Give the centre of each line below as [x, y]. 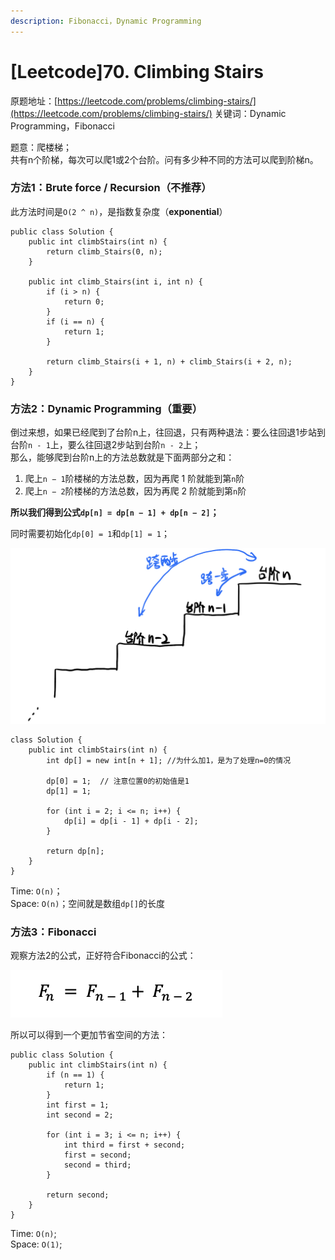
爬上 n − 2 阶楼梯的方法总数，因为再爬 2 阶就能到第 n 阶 [135, 491]
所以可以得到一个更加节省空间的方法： [89, 1034]
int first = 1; [78, 1105]
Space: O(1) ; [36, 1244]
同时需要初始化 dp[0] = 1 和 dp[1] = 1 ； [90, 534]
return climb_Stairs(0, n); [104, 251]
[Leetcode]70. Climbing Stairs [137, 71]
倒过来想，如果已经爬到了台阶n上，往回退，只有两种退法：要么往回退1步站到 [168, 432]
